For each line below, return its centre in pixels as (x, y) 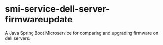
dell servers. (18, 38)
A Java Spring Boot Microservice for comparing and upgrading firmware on (82, 33)
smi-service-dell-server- (57, 9)
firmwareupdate (39, 19)
